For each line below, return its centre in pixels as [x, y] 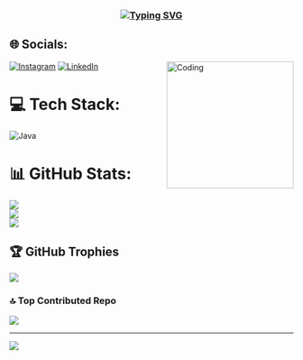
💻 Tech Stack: [65, 104]
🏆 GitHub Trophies [64, 252]
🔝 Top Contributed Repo [63, 300]
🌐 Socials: [39, 45]
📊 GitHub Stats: [71, 174]
